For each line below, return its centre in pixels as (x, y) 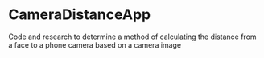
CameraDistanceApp (80, 15)
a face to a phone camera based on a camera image (95, 44)
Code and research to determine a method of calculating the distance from (132, 37)
